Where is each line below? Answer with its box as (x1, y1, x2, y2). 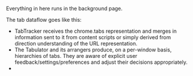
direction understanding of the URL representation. (14, 40, 137, 47)
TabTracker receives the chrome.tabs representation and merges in (14, 27, 177, 34)
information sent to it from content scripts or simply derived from (14, 34, 171, 40)
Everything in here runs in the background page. (6, 5, 123, 12)
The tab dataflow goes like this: (6, 16, 82, 23)
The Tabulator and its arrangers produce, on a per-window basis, (14, 46, 172, 53)
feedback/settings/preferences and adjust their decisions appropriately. (14, 58, 188, 65)
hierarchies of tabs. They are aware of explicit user (14, 53, 137, 59)
